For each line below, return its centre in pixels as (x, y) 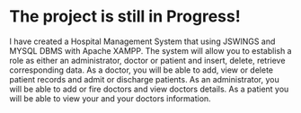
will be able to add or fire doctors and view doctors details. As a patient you (149, 89)
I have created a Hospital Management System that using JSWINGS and (142, 41)
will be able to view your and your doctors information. (110, 98)
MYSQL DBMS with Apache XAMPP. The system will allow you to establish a (150, 50)
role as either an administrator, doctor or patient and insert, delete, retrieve (147, 60)
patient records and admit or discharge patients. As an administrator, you (145, 79)
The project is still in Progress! (125, 17)
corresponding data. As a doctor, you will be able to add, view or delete (142, 70)
